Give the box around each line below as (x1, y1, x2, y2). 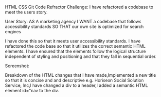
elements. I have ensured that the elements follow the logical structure (5, 48, 146, 54)
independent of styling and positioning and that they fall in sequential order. (5, 54, 157, 59)
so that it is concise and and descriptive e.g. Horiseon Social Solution (5, 77, 144, 83)
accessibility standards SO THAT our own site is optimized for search (5, 24, 144, 29)
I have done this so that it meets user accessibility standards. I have (5, 38, 141, 44)
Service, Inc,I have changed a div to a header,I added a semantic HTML (5, 83, 148, 88)
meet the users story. (5, 9, 48, 15)
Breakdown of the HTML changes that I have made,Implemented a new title (5, 72, 156, 78)
